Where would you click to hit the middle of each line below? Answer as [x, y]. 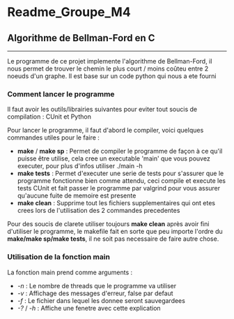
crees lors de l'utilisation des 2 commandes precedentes [99, 211]
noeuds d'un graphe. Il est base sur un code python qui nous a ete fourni [112, 76]
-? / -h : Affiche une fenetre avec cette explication [89, 308]
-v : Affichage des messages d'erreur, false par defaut [95, 293]
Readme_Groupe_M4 [69, 12]
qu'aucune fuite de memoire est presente [77, 195]
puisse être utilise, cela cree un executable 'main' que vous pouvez [114, 158]
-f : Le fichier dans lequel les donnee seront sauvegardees [101, 300]
